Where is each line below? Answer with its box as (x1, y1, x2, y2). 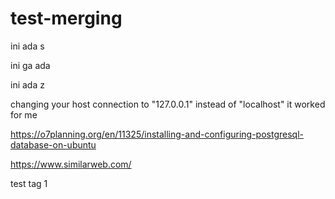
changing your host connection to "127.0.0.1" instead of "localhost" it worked (10, 98, 326, 110)
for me (10, 108, 38, 121)
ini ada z (10, 78, 45, 91)
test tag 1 (10, 177, 48, 189)
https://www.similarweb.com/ (10, 158, 132, 170)
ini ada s (10, 40, 45, 52)
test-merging (10, 7, 123, 30)
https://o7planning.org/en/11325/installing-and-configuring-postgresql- (10, 128, 304, 140)
